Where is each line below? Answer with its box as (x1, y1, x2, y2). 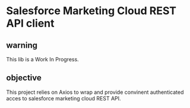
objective (6, 73, 42, 83)
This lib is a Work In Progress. (6, 56, 79, 63)
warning (6, 40, 37, 50)
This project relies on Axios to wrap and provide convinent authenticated (6, 89, 184, 96)
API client (6, 17, 55, 30)
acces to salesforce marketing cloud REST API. (6, 94, 121, 102)
